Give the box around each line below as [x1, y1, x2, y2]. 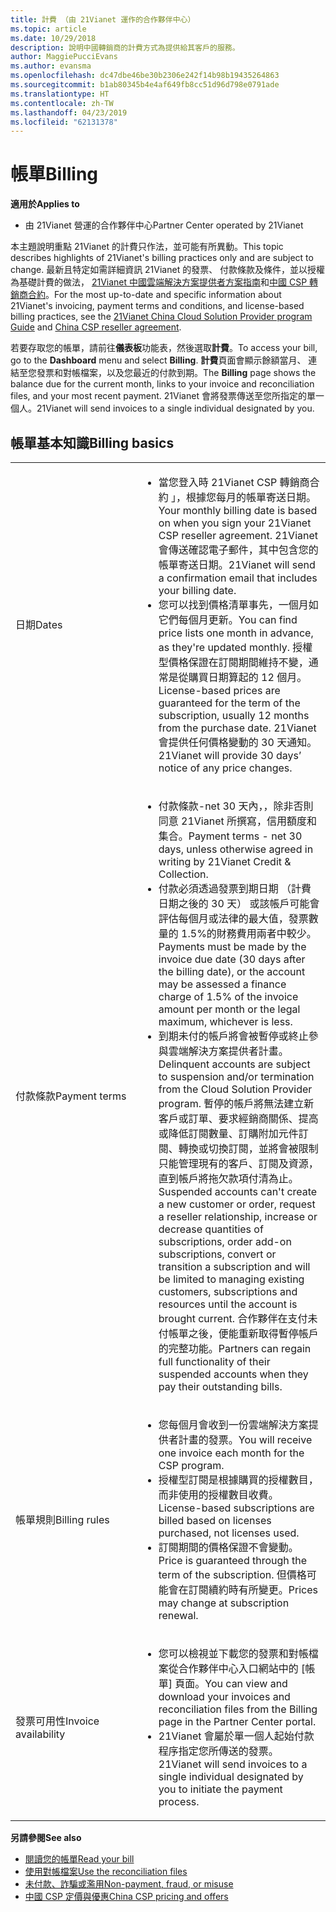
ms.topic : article [10, 24, 87, 34]
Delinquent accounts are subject [158, 1057, 311, 1071]
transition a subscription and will [158, 1260, 311, 1273]
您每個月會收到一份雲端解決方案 [158, 1418, 309, 1431]
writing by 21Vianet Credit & [158, 855, 292, 868]
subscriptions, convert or [158, 1247, 277, 1261]
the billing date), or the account [158, 965, 306, 978]
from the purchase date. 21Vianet [158, 721, 317, 735]
